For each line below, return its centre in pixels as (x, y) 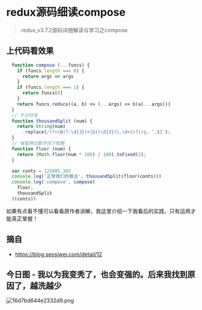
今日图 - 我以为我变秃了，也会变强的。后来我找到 (97, 274)
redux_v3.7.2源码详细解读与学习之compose (74, 30)
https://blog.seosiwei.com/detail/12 (58, 254)
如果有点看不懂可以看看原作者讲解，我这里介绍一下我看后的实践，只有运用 (98, 211)
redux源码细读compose (66, 12)
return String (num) (41, 127)
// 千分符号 (25, 115)
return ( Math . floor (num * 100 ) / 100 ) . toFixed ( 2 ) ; (82, 154)
